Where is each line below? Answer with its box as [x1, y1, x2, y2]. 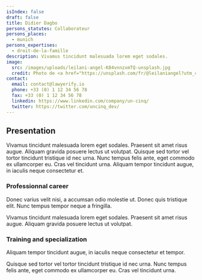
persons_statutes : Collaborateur [6, 25, 90, 32]
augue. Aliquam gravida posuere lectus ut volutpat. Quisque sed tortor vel [6, 148, 189, 155]
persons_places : [6, 31, 47, 37]
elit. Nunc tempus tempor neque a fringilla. [6, 202, 112, 209]
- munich [11, 37, 34, 43]
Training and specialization [6, 235, 87, 243]
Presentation [6, 125, 56, 136]
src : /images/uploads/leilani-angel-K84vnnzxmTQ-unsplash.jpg [11, 64, 171, 71]
